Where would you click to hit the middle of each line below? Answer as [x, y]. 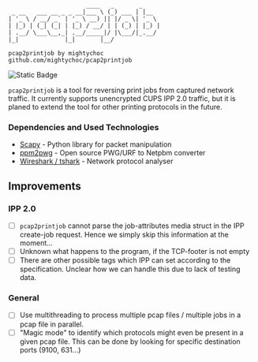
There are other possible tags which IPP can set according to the [125, 260]
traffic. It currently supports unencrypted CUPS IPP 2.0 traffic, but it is [122, 99]
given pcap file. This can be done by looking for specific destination [130, 341]
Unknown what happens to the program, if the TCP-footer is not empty [135, 252]
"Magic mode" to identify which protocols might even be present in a [131, 332]
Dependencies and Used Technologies [84, 127]
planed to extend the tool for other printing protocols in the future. [115, 107]
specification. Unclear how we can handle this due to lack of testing [130, 269]
